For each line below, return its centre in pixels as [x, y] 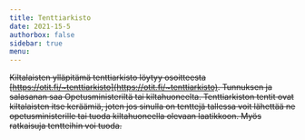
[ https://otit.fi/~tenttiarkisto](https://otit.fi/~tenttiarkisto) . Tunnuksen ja [141, 87]
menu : [20, 52]
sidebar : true [36, 43]
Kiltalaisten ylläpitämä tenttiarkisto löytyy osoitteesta [108, 77]
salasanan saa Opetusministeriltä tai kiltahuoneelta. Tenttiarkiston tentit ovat [152, 97]
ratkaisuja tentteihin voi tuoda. [66, 126]
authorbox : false [42, 35]
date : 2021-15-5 [40, 26]
